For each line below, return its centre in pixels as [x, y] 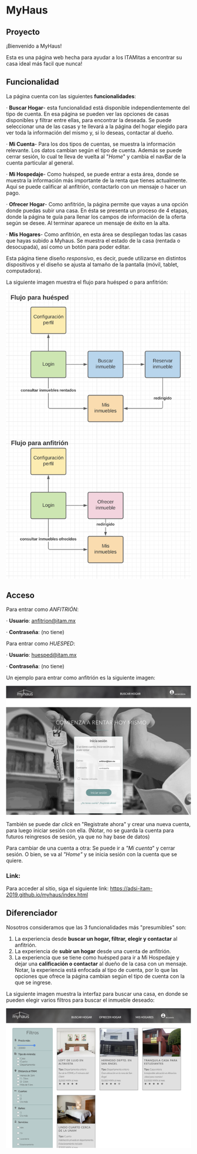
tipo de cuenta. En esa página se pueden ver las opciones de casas [88, 114]
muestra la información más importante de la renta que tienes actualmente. [97, 180]
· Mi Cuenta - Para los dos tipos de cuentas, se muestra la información [91, 144]
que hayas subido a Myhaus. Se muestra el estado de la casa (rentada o [93, 240]
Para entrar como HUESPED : [40, 643]
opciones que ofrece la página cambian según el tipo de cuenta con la [99, 976]
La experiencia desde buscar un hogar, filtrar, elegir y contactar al [96, 938]
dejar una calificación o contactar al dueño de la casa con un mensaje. [101, 964]
